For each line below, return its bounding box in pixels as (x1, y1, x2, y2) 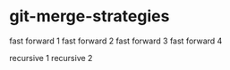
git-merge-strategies (9, 6, 170, 27)
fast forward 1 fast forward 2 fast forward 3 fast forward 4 (9, 35, 223, 46)
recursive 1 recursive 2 (9, 52, 93, 63)
